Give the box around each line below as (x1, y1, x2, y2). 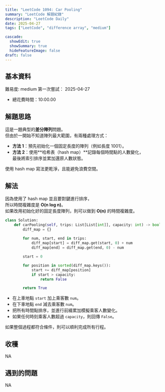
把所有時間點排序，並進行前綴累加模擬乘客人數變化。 (12, 307, 120, 313)
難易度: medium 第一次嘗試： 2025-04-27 (5, 86, 90, 92)
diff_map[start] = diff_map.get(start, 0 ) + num (31, 241, 133, 246)
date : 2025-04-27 (5, 21, 41, 26)
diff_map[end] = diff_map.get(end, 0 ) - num (31, 245, 124, 250)
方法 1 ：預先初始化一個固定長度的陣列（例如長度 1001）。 (12, 143, 127, 149)
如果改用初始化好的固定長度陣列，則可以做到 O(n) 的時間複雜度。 (5, 208, 137, 214)
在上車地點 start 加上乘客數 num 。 (12, 295, 81, 301)
